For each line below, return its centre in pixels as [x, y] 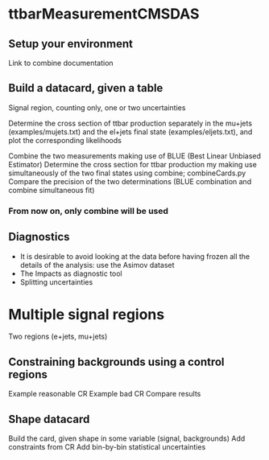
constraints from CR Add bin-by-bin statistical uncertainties [107, 447]
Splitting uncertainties [56, 281]
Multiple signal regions [87, 314]
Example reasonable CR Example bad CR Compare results [105, 394]
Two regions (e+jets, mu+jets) [58, 337]
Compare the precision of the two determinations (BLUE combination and [130, 181]
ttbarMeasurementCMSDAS [104, 14]
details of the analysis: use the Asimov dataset [97, 265]
